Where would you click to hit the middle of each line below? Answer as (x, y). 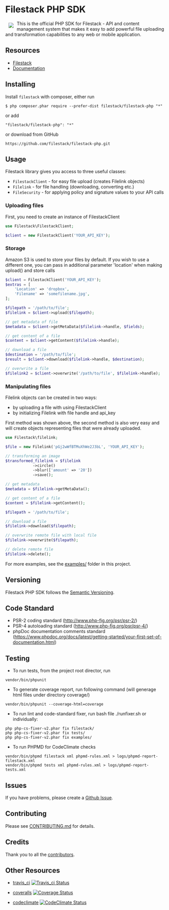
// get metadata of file (32, 322)
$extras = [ (18, 285)
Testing (18, 658)
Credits (17, 842)
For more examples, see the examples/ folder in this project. (68, 564)
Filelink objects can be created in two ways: (51, 398)
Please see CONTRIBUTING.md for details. (50, 826)
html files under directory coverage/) (51, 695)
